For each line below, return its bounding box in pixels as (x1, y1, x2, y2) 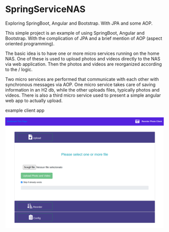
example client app (5, 107, 45, 113)
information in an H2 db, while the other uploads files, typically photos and (5, 87, 160, 93)
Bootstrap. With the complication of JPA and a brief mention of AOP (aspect (5, 35, 162, 41)
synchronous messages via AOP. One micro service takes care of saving (5, 82, 156, 88)
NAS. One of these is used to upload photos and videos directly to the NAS (5, 55, 160, 61)
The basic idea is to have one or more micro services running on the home (5, 50, 159, 56)
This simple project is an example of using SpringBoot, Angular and (5, 30, 145, 36)
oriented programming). (5, 40, 55, 46)
